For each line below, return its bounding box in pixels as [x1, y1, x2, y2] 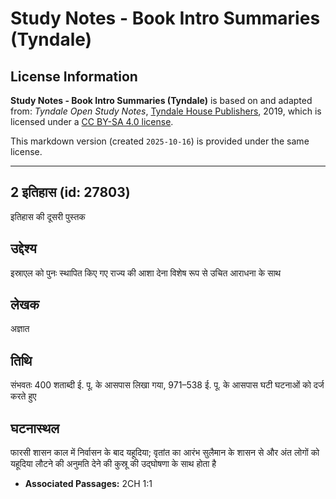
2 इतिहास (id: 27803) [10, 184, 131, 201]
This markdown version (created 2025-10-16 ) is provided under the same [10, 135, 310, 147]
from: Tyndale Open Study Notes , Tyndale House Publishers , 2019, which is [10, 105, 322, 117]
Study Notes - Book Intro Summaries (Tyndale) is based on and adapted [10, 95, 313, 106]
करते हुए [10, 390, 37, 402]
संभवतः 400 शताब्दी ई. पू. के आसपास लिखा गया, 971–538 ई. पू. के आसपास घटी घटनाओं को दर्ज [10, 379, 325, 391]
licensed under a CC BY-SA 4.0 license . [10, 116, 174, 127]
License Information [10, 68, 138, 85]
